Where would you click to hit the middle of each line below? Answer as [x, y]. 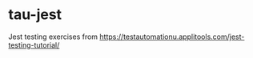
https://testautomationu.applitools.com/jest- [172, 37]
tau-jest [35, 15]
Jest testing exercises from [53, 37]
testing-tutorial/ [34, 44]
